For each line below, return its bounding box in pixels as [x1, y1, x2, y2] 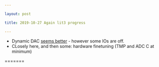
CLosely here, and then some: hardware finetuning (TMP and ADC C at [11, 43, 155, 49]
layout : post [4, 11, 31, 16]
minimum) [11, 48, 32, 54]
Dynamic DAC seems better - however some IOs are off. [11, 38, 125, 44]
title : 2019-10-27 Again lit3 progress [4, 20, 86, 25]
